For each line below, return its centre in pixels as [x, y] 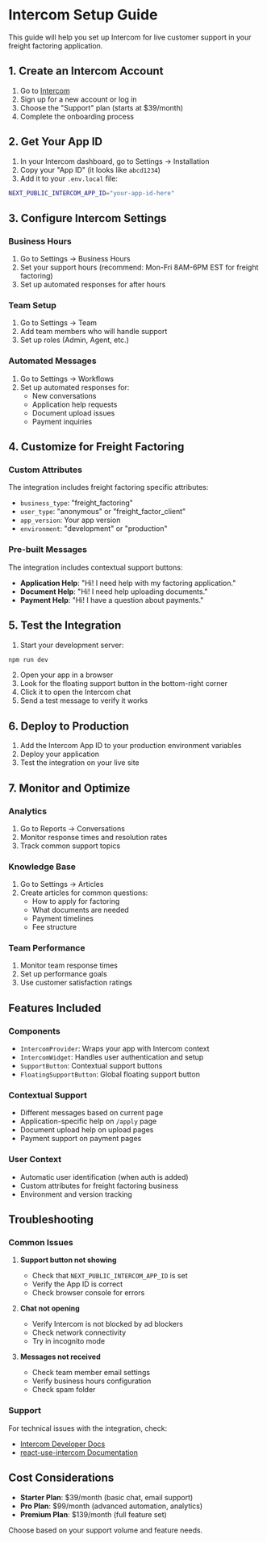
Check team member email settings [91, 1373]
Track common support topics [70, 846]
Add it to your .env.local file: [69, 178]
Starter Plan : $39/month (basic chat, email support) [106, 1497]
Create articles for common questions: [84, 893]
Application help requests [75, 404]
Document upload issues [73, 412]
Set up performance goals [63, 974]
